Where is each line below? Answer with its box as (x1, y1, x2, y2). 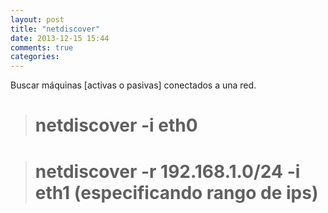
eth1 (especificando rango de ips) (34, 181, 319, 204)
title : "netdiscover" (10, 24, 101, 34)
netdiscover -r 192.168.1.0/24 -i (34, 160, 301, 183)
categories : (10, 52, 60, 62)
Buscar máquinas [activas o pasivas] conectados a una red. (10, 79, 257, 91)
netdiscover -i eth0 (34, 114, 198, 137)
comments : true (10, 42, 74, 53)
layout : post (10, 14, 65, 25)
